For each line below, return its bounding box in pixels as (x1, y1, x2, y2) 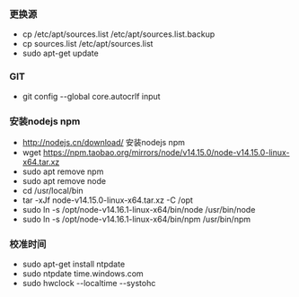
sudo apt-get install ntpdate (22, 258, 126, 270)
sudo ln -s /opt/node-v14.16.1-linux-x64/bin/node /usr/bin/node (22, 204, 256, 214)
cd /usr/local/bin (22, 185, 84, 196)
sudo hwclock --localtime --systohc (22, 278, 156, 289)
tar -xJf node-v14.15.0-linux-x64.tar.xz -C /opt (22, 195, 193, 205)
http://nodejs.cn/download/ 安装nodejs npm (22, 136, 186, 147)
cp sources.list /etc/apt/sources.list (22, 39, 154, 49)
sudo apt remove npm (22, 166, 104, 177)
